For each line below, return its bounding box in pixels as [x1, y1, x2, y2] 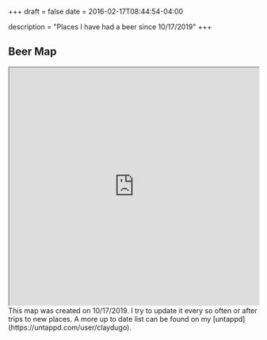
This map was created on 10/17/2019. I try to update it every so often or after [8, 305, 257, 315]
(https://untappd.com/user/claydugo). [8, 323, 132, 332]
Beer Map [8, 45, 57, 59]
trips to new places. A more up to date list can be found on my [8, 314, 212, 323]
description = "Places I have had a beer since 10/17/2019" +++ [8, 22, 212, 31]
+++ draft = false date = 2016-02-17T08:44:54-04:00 [8, 7, 184, 16]
